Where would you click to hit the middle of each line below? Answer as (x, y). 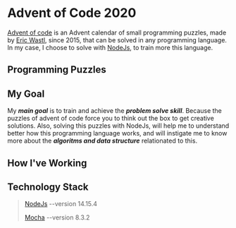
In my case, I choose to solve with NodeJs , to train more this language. (110, 47)
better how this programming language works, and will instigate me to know (117, 133)
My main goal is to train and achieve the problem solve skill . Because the (114, 111)
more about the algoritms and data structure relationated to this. (103, 141)
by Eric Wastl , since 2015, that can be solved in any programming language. (117, 40)
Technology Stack (48, 187)
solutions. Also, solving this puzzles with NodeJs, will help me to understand (118, 126)
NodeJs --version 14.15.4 (61, 204)
